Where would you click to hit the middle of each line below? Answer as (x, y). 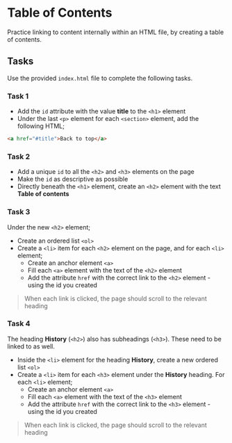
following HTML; (41, 126)
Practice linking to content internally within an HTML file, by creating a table (116, 32)
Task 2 (19, 156)
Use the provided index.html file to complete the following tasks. (100, 78)
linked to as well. (31, 346)
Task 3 (19, 212)
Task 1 (18, 96)
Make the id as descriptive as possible (73, 179)
